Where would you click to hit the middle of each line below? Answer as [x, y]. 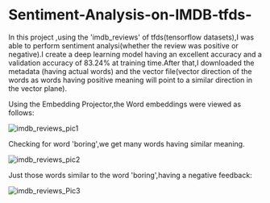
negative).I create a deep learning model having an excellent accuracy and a [135, 54]
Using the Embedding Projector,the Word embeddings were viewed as [125, 104]
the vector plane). [37, 88]
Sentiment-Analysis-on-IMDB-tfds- [130, 15]
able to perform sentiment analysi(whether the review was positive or [124, 45]
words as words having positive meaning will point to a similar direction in [131, 80]
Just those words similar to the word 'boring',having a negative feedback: [130, 175]
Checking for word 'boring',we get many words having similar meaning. [127, 143]
